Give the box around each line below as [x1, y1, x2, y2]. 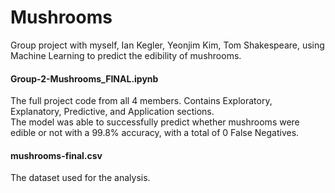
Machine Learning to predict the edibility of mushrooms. [10, 49, 242, 61]
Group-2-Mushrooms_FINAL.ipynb [10, 72, 159, 85]
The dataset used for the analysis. [10, 172, 151, 184]
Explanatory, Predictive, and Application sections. [10, 106, 215, 118]
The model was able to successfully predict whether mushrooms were [10, 116, 300, 128]
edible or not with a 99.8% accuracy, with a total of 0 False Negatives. [10, 127, 300, 139]
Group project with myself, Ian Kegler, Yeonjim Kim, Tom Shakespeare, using [10, 39, 325, 51]
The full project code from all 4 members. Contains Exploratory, [10, 95, 273, 107]
